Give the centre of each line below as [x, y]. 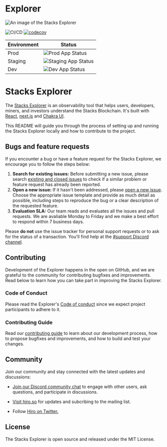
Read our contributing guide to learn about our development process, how [82, 333]
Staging [17, 61]
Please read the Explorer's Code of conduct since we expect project [75, 304]
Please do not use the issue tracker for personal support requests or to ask [82, 231]
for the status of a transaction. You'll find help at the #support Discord [77, 236]
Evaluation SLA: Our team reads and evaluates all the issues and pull [83, 211]
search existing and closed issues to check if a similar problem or [80, 179]
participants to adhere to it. [33, 309]
